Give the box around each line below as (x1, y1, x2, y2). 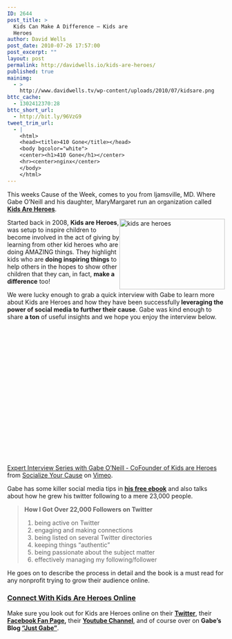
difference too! (7, 277, 50, 285)
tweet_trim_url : (7, 119, 54, 127)
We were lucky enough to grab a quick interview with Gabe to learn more (7, 290, 215, 298)
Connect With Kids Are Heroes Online (7, 593, 136, 603)
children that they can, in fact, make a (7, 269, 115, 278)
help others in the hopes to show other (7, 262, 117, 271)
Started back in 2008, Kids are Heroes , (7, 218, 119, 226)
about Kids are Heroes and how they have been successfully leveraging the (7, 298, 224, 306)
